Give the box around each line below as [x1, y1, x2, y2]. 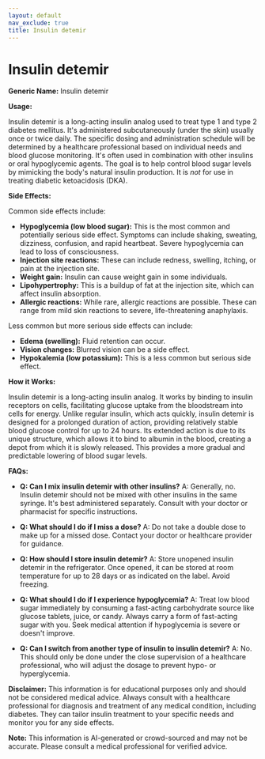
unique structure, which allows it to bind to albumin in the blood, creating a [8, 434, 252, 444]
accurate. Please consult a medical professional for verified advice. [8, 742, 228, 751]
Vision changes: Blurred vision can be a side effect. [19, 345, 190, 354]
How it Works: [8, 377, 56, 387]
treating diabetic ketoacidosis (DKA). [8, 176, 128, 186]
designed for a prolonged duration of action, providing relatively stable [8, 417, 239, 427]
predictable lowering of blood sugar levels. [8, 451, 148, 461]
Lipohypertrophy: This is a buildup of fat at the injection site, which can [19, 281, 255, 290]
